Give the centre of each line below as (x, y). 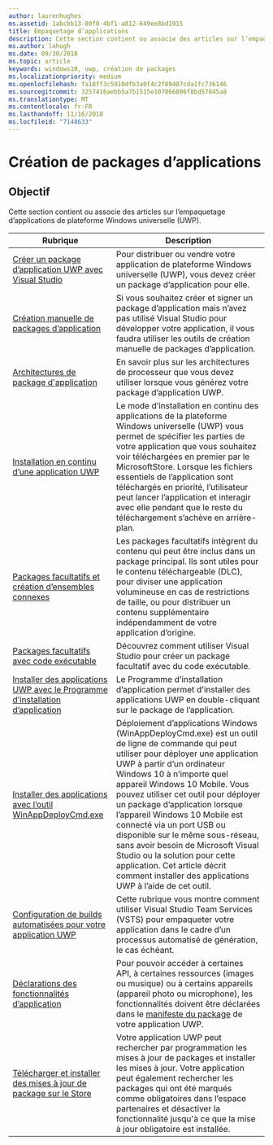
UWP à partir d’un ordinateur (171, 763)
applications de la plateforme (172, 416)
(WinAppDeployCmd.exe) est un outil (187, 733)
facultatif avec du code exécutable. (183, 666)
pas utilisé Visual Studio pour (172, 318)
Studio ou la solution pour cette (176, 855)
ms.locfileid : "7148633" (50, 122)
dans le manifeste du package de (180, 1014)
